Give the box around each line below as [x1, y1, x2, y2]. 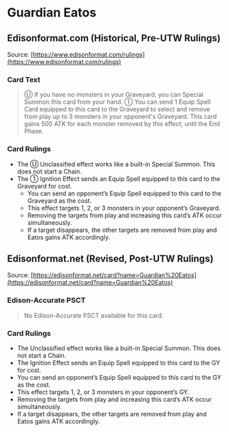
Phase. [23, 127, 44, 136]
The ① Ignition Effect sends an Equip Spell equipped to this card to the [17, 174, 220, 183]
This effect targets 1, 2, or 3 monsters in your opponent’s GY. [17, 388, 190, 396]
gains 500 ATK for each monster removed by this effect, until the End [23, 120, 220, 128]
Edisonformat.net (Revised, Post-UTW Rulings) [7, 252, 214, 264]
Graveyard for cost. [17, 182, 72, 190]
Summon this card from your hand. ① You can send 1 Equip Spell [23, 98, 211, 106]
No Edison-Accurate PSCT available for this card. [23, 311, 164, 319]
